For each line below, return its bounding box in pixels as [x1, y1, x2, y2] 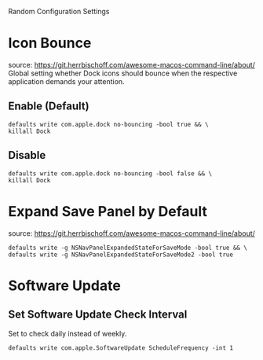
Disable [8, 149, 46, 162]
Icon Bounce [8, 35, 92, 52]
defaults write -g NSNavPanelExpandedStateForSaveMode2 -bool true [8, 251, 234, 259]
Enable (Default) [8, 100, 89, 113]
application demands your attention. [8, 76, 125, 86]
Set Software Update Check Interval [8, 308, 188, 321]
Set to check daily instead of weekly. [8, 329, 127, 338]
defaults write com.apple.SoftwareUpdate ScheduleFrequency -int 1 [8, 343, 234, 352]
